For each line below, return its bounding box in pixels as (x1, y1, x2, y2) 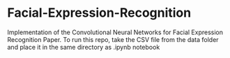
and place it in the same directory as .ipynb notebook (7, 43, 160, 51)
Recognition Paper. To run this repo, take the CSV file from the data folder (7, 35, 219, 43)
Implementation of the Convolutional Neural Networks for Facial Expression (7, 28, 224, 36)
